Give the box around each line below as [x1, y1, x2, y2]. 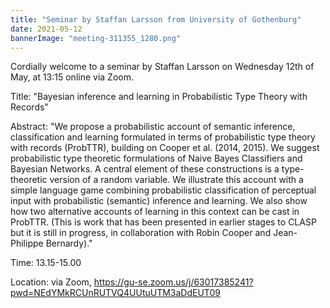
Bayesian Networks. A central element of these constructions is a [10, 163, 280, 175]
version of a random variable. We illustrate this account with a [49, 174, 304, 186]
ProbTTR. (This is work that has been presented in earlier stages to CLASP [10, 216, 317, 228]
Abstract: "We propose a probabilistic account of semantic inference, [10, 121, 296, 133]
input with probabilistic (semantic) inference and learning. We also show [10, 195, 308, 207]
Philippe [10, 237, 44, 250]
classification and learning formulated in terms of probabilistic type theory [10, 131, 316, 143]
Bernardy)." [45, 237, 93, 250]
